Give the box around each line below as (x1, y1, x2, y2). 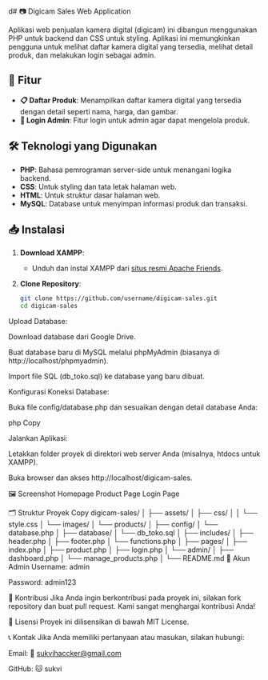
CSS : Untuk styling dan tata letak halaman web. (19, 182, 178, 191)
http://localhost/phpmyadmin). (8, 356, 109, 366)
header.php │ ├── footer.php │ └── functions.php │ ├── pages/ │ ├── (8, 537, 248, 546)
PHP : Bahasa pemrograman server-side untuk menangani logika (19, 165, 232, 174)
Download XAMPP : (19, 248, 85, 258)
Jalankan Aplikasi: (8, 434, 68, 443)
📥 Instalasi (8, 223, 66, 237)
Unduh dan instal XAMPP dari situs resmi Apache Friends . (31, 263, 223, 274)
